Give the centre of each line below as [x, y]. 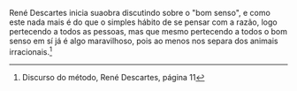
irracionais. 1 [31, 51]
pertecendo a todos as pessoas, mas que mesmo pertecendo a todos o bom [148, 31]
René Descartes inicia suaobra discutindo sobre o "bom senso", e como [140, 13]
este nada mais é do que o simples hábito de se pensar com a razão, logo [143, 22]
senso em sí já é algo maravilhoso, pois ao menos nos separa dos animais [144, 41]
